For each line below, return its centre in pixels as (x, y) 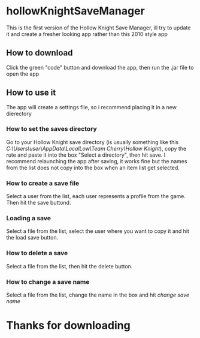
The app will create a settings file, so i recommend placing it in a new (91, 107)
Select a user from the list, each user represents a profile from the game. (96, 196)
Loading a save (29, 219)
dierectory (19, 113)
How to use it (31, 93)
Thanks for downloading (68, 326)
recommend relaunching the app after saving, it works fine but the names (97, 161)
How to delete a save (37, 253)
